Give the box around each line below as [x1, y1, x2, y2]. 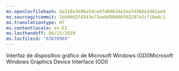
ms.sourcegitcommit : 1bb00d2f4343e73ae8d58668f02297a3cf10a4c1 [6, 14, 166, 20]
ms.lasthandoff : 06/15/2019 [6, 31, 76, 36]
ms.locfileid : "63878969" [6, 36, 70, 42]
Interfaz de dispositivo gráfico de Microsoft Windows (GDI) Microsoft [6, 52, 174, 59]
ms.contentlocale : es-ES [6, 25, 68, 31]
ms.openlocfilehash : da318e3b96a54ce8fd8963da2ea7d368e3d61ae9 [6, 8, 166, 15]
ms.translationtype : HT [6, 19, 65, 25]
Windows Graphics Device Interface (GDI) [6, 58, 108, 65]
